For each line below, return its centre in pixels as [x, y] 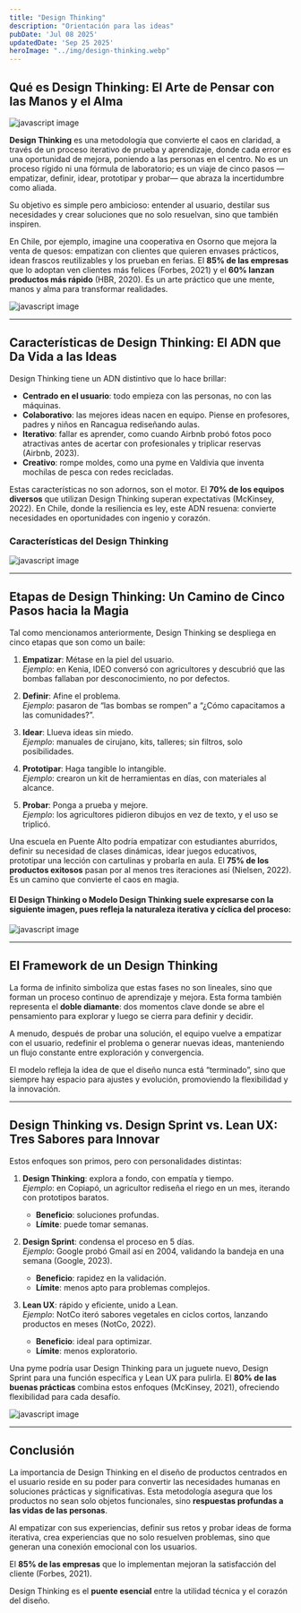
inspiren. [26, 224]
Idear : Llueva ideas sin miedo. [78, 732]
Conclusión [42, 1450]
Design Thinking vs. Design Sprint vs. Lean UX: [144, 1125]
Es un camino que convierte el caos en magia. [94, 879]
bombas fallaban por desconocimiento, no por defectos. [126, 678]
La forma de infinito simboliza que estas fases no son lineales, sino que [141, 987]
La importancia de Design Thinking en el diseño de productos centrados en [148, 1472]
